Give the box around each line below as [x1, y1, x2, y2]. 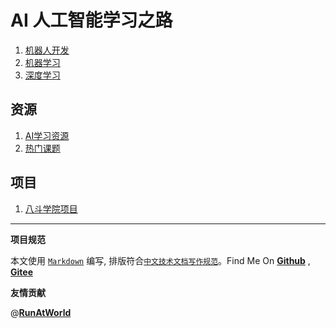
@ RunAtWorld [10, 306, 72, 318]
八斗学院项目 [24, 202, 78, 215]
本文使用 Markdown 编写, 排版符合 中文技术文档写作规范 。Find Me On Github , [10, 254, 311, 266]
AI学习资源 [24, 129, 70, 141]
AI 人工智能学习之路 [10, 9, 173, 32]
